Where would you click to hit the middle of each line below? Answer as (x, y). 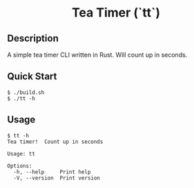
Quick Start (32, 76)
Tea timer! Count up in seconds (55, 142)
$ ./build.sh (26, 92)
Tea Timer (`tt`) (116, 13)
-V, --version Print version (57, 178)
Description (33, 38)
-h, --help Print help (52, 172)
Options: (20, 166)
